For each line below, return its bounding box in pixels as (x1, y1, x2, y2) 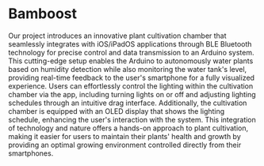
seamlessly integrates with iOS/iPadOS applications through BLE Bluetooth (8, 39, 252, 48)
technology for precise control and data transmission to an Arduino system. (8, 47, 255, 57)
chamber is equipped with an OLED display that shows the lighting (8, 106, 225, 115)
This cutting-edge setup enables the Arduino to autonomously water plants (8, 56, 254, 66)
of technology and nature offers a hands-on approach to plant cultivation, (8, 123, 248, 133)
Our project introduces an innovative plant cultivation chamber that (8, 31, 228, 40)
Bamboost (8, 5, 78, 23)
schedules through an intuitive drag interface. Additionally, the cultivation (8, 98, 247, 108)
